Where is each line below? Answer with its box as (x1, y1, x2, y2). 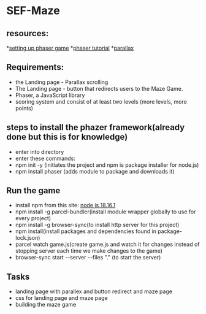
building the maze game (15, 301, 77, 308)
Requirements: (6, 62, 64, 72)
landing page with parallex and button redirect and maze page (15, 288, 173, 295)
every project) (15, 215, 51, 222)
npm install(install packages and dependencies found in (15, 228, 156, 235)
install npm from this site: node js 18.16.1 (15, 202, 116, 209)
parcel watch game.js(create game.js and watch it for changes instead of (15, 240, 200, 248)
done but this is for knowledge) (6, 132, 128, 142)
